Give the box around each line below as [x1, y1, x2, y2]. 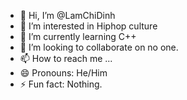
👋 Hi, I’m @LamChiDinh [19, 10, 116, 21]
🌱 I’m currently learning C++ [19, 31, 137, 42]
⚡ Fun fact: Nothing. [19, 78, 103, 90]
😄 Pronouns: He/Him [19, 67, 108, 79]
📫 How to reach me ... [19, 53, 113, 64]
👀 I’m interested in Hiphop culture [19, 20, 158, 32]
